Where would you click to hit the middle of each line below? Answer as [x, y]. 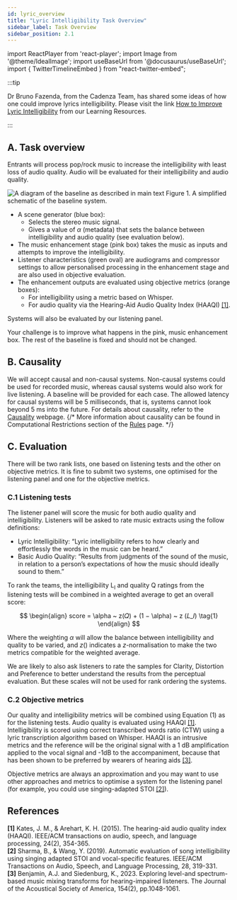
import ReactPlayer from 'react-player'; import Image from [92, 54]
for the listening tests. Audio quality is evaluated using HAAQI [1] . [102, 723]
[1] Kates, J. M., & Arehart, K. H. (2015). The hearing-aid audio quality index [117, 828]
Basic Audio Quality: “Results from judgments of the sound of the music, [123, 556]
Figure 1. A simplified [196, 193]
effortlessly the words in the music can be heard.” [90, 549]
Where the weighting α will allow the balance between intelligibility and [111, 637]
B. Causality [35, 362]
